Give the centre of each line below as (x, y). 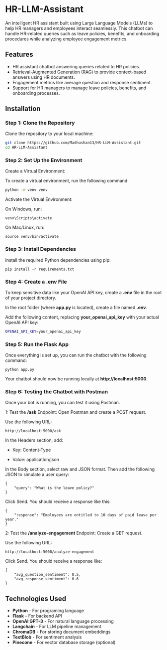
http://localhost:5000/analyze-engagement (50, 552)
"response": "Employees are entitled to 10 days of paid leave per (85, 515)
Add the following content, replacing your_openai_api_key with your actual (82, 317)
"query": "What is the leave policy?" (54, 488)
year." (12, 519)
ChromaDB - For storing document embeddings (61, 632)
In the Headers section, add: (34, 440)
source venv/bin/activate (32, 237)
